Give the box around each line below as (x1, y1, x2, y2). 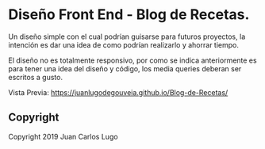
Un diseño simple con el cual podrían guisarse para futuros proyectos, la (8, 32, 246, 41)
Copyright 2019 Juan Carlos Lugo (8, 132, 118, 141)
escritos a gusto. (8, 72, 63, 82)
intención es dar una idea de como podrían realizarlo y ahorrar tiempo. (8, 40, 240, 49)
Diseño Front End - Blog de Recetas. (8, 6, 250, 24)
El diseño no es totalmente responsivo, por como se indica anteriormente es (8, 55, 257, 65)
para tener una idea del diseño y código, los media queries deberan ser (8, 63, 242, 73)
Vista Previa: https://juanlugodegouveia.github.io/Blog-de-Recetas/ (8, 87, 229, 97)
